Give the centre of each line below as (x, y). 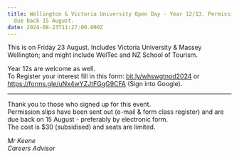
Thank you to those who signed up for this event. (79, 105)
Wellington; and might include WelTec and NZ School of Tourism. (102, 55)
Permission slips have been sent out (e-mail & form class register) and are (116, 112)
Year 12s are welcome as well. (52, 69)
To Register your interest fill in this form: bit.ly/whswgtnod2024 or (103, 76)
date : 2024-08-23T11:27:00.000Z (55, 27)
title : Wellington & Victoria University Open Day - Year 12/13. (106, 14)
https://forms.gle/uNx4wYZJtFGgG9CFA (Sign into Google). (95, 84)
